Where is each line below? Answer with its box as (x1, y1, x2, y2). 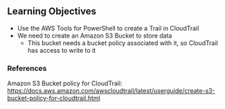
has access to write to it (27, 46, 96, 54)
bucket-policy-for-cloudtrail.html (7, 94, 100, 103)
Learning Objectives (7, 6, 97, 17)
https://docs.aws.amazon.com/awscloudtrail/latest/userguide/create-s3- (7, 87, 216, 95)
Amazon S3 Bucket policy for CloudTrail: (7, 79, 123, 87)
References (7, 63, 47, 73)
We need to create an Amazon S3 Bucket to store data (17, 31, 172, 40)
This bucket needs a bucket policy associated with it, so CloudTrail (27, 38, 218, 47)
